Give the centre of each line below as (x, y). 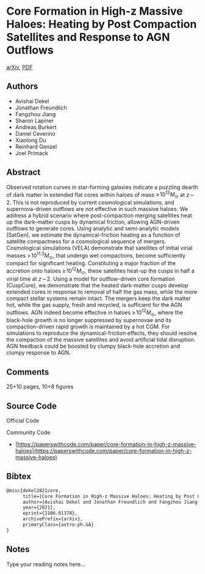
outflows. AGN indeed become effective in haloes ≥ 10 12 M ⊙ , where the (95, 312)
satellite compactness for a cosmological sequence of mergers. (86, 241)
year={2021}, (39, 508)
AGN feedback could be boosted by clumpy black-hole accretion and (93, 346)
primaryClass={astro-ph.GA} (58, 525)
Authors (22, 86)
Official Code (23, 421)
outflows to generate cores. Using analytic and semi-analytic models (93, 229)
